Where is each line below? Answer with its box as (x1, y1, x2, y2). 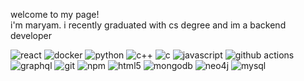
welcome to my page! (10, 9, 100, 20)
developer (10, 30, 53, 41)
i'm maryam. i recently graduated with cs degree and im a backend (10, 19, 287, 31)
